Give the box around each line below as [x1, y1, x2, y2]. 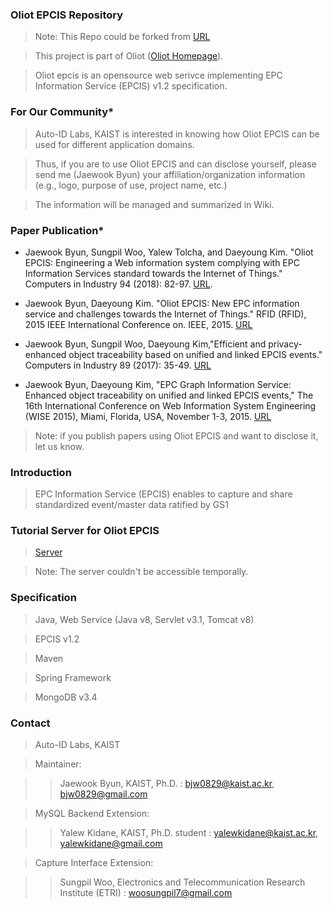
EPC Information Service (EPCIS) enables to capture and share [34, 488, 293, 500]
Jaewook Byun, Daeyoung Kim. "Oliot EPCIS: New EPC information [24, 297, 300, 309]
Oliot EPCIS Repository [10, 8, 124, 22]
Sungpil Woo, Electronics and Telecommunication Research [59, 876, 306, 888]
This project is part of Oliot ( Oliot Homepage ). [34, 50, 224, 62]
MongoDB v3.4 [34, 691, 98, 703]
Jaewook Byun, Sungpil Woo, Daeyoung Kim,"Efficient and [24, 338, 267, 350]
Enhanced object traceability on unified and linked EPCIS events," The [24, 389, 314, 401]
